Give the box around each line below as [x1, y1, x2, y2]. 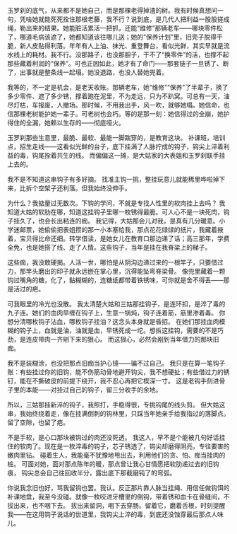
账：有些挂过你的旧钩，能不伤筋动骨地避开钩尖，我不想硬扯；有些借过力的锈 [7, 368, 230, 376]
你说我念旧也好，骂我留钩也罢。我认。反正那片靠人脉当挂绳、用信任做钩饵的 [7, 484, 230, 492]
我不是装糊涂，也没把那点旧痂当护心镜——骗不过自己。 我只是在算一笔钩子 [7, 359, 226, 367]
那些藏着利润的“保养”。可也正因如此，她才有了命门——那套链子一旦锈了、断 [7, 59, 229, 67]
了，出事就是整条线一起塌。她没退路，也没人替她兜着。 [7, 68, 168, 76]
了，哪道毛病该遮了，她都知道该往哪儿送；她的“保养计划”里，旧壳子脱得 [7, 33, 217, 41]
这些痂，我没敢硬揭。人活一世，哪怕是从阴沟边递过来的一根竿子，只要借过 [7, 258, 224, 267]
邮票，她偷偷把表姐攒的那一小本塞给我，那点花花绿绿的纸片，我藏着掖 [19, 226, 224, 233]
